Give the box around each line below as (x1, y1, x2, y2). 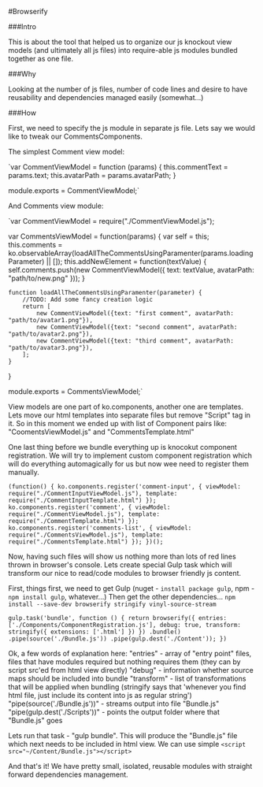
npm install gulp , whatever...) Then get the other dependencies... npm (8, 592, 236, 601)
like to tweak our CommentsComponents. (8, 132, 143, 141)
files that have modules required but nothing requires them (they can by (8, 657, 242, 666)
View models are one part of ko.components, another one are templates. (8, 402, 244, 411)
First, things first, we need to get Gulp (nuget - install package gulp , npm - (8, 584, 255, 593)
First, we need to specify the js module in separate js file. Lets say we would (8, 124, 256, 132)
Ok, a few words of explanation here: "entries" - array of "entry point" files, (8, 649, 252, 658)
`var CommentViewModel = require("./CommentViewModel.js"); (8, 217, 215, 225)
